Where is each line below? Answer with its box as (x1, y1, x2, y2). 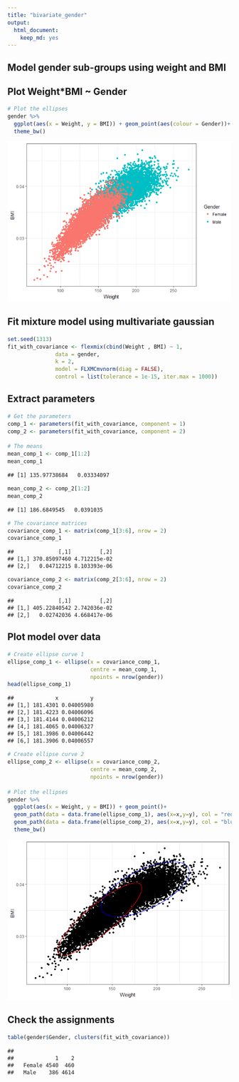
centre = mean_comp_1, (90, 665, 158, 673)
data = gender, (55, 350, 100, 358)
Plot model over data (7, 631, 101, 643)
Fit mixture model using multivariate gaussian (7, 316, 215, 328)
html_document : (14, 26, 59, 34)
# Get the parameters (7, 412, 72, 420)
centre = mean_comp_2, (90, 766, 158, 773)
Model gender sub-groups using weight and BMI (7, 61, 226, 73)
